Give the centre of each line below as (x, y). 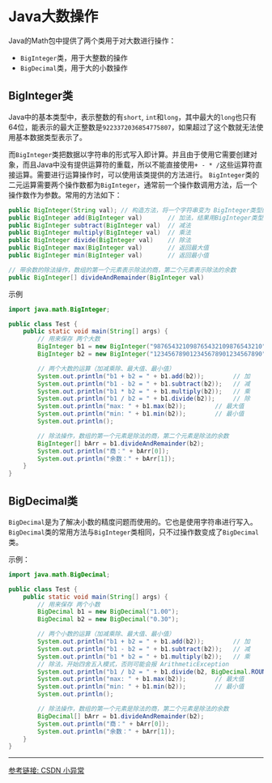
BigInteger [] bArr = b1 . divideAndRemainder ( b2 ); (121, 443)
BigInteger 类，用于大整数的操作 (74, 57)
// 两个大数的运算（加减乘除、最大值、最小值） (106, 368)
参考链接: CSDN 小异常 (47, 771)
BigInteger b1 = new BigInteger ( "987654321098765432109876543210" (152, 347)
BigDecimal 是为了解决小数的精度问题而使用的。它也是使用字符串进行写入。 (133, 521)
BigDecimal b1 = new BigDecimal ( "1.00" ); (108, 612)
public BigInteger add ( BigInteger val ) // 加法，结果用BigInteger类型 (136, 218)
